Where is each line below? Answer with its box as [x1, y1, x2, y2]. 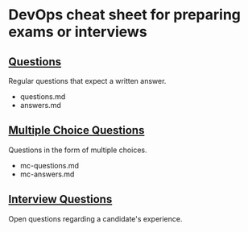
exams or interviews [8, 23, 147, 41]
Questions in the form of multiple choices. [8, 145, 147, 155]
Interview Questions [8, 193, 113, 206]
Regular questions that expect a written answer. [8, 77, 167, 85]
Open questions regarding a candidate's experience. [8, 213, 183, 223]
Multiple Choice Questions [8, 123, 145, 138]
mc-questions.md [19, 160, 79, 170]
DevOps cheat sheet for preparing [8, 6, 242, 24]
